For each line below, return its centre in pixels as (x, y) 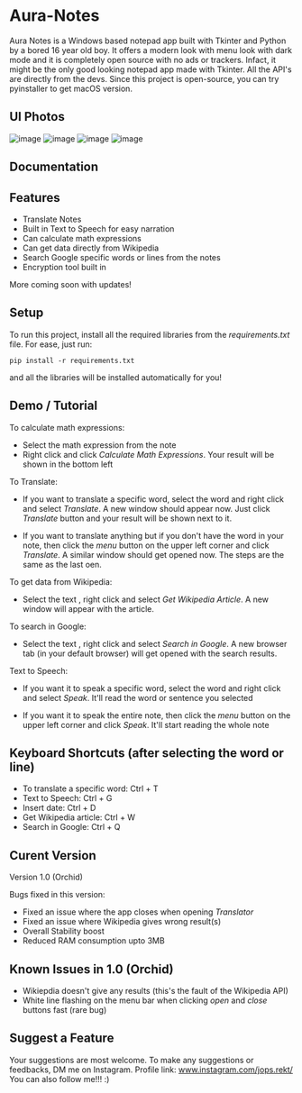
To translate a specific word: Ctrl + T (91, 788)
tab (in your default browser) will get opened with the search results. (150, 653)
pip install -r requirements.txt (72, 360)
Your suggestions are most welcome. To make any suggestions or (132, 1060)
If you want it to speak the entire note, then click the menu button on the (156, 715)
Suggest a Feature (62, 1038)
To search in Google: (48, 626)
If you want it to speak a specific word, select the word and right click (151, 688)
